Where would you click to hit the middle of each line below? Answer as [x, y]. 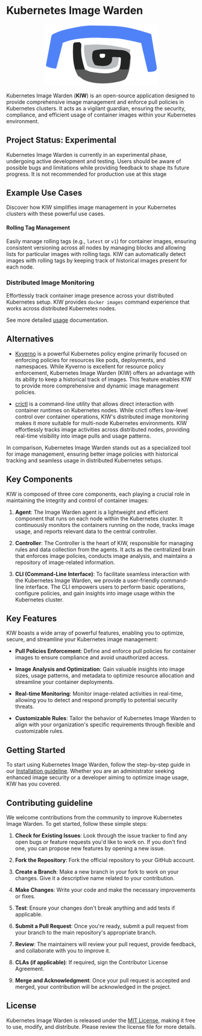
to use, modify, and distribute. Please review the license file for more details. [101, 1026]
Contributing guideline [50, 803]
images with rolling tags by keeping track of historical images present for [97, 260]
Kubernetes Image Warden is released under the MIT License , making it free [101, 1020]
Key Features [32, 619]
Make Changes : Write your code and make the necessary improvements [105, 890]
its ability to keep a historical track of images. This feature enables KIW [103, 379]
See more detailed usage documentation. [58, 320]
